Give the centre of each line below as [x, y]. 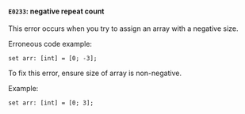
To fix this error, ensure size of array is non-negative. [95, 73]
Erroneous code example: [50, 44]
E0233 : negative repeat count [56, 11]
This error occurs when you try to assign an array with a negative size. [124, 28]
